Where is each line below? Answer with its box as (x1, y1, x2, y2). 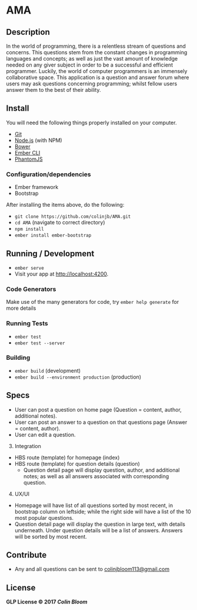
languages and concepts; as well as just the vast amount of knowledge (6, 55, 178, 62)
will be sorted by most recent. (14, 533, 87, 540)
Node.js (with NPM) (14, 137, 63, 144)
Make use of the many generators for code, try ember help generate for (6, 299, 179, 306)
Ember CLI (14, 149, 41, 156)
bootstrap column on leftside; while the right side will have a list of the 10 (14, 508, 191, 515)
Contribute (6, 550, 47, 560)
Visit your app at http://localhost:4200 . (14, 270, 109, 277)
